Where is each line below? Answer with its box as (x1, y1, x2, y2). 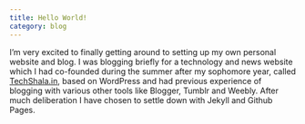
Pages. (9, 104, 36, 115)
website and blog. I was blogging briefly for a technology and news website (9, 56, 293, 67)
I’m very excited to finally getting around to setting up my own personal (9, 46, 277, 57)
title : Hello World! (9, 13, 88, 23)
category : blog (9, 22, 67, 31)
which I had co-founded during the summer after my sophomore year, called (9, 65, 297, 77)
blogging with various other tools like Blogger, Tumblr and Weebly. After (9, 85, 280, 96)
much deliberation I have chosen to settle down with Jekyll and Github (9, 94, 273, 105)
